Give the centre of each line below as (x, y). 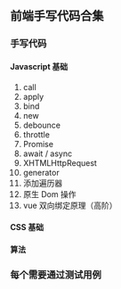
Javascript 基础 (39, 66)
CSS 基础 (27, 227)
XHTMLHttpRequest (60, 162)
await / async (48, 153)
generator (41, 172)
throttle (36, 134)
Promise (38, 144)
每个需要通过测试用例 (56, 275)
